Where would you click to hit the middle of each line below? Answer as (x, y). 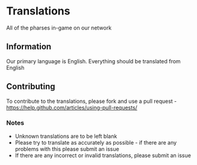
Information (29, 47)
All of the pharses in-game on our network (59, 28)
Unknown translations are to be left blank (66, 136)
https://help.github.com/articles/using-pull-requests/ (72, 107)
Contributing (31, 86)
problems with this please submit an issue (67, 149)
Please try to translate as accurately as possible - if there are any (96, 142)
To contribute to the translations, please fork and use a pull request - (92, 101)
